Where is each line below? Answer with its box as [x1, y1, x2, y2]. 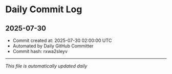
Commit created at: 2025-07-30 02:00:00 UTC [12, 37, 112, 43]
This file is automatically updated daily [5, 63, 88, 69]
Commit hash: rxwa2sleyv [12, 48, 68, 54]
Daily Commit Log [5, 4, 82, 15]
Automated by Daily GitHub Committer [12, 43, 94, 49]
